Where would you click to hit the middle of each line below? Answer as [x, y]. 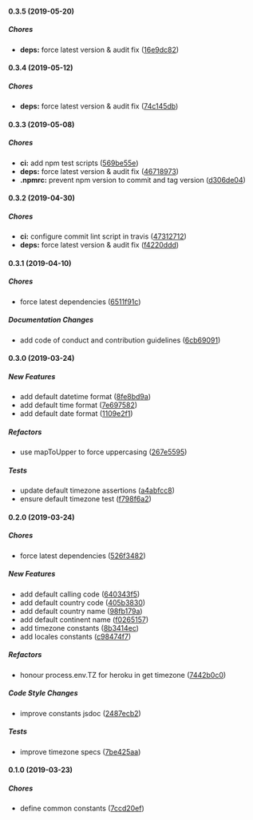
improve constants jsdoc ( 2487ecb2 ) [80, 713]
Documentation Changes [51, 320]
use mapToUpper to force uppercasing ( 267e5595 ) [103, 452]
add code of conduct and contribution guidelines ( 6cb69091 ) [120, 340]
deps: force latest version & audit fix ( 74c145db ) [99, 106]
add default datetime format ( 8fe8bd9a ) [85, 397]
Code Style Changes [43, 693]
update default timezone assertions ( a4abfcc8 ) [97, 490]
